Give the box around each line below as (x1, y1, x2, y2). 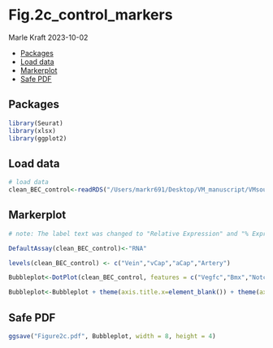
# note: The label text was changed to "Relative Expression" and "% (8, 230, 249, 238)
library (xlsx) (8, 127, 57, 135)
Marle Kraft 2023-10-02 (8, 32, 89, 42)
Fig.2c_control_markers (8, 6, 173, 24)
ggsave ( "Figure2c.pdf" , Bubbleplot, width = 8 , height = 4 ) (8, 332, 217, 340)
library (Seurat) (8, 119, 63, 127)
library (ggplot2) (8, 134, 67, 143)
